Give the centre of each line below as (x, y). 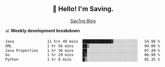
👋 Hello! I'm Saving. (83, 9)
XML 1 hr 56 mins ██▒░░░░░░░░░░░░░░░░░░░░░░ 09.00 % (83, 46)
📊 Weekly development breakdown (42, 30)
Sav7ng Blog (83, 21)
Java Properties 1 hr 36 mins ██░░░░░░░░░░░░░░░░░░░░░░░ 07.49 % (83, 50)
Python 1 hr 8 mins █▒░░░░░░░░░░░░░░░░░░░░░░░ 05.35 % (83, 60)
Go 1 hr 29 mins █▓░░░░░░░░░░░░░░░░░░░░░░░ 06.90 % (83, 55)
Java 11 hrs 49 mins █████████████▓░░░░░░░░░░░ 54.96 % (83, 41)
